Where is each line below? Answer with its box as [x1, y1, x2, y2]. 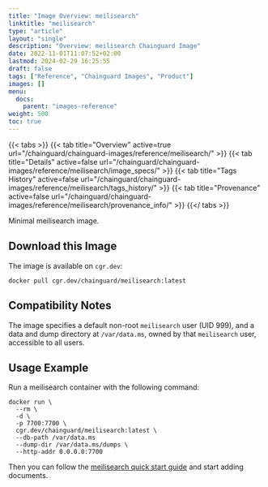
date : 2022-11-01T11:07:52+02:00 [8, 50, 121, 58]
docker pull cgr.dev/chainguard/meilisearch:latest [8, 277, 186, 285]
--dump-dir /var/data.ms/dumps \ [15, 441, 129, 449]
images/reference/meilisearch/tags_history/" [8, 183, 158, 192]
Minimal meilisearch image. [8, 216, 100, 226]
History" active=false [8, 174, 79, 183]
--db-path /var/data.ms [15, 433, 96, 442]
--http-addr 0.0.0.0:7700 [15, 448, 104, 456]
